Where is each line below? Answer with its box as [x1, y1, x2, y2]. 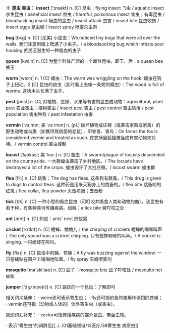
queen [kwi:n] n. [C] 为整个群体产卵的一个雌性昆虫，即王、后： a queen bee [6, 58, 163, 64]
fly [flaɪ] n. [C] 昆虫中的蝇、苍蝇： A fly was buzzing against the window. [6, 250, 156, 256]
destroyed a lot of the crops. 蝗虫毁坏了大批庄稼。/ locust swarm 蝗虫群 [6, 164, 155, 170]
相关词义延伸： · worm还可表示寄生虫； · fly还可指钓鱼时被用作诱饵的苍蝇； [6, 295, 163, 301]
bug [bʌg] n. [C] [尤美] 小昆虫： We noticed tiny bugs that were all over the [6, 35, 160, 40]
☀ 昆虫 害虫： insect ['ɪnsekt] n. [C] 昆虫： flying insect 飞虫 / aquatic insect [6, 5, 164, 11]
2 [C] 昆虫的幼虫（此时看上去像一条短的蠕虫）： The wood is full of [28, 81, 164, 88]
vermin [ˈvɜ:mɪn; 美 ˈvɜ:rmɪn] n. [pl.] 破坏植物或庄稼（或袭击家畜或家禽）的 [6, 122, 161, 128]
